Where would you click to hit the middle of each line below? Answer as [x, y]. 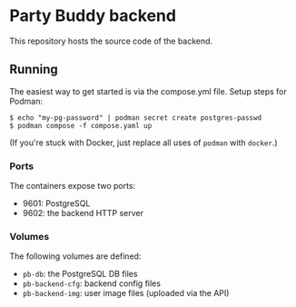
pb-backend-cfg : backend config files [92, 283]
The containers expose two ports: [73, 186]
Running [34, 69]
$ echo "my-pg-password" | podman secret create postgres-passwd [135, 118]
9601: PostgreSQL [56, 203]
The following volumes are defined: [75, 256]
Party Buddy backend [93, 16]
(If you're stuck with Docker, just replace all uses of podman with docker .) [144, 143]
